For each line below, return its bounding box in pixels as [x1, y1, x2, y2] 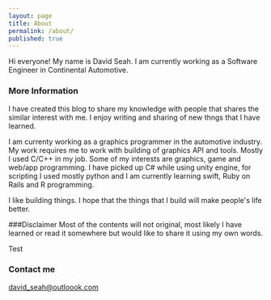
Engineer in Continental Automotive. [8, 65, 129, 75]
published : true [8, 34, 63, 43]
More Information [8, 86, 78, 97]
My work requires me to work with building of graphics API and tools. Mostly [8, 145, 264, 154]
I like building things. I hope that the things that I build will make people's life [8, 195, 262, 205]
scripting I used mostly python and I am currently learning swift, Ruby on [8, 171, 251, 180]
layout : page [8, 11, 53, 20]
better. [8, 204, 31, 213]
